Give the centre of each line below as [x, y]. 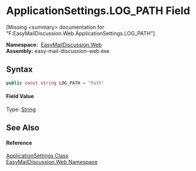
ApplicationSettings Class [37, 156]
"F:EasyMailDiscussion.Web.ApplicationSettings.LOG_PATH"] [81, 33]
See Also [23, 128]
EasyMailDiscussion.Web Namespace [52, 162]
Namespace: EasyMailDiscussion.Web [54, 45]
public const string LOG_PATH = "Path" [55, 83]
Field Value [20, 96]
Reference [19, 143]
